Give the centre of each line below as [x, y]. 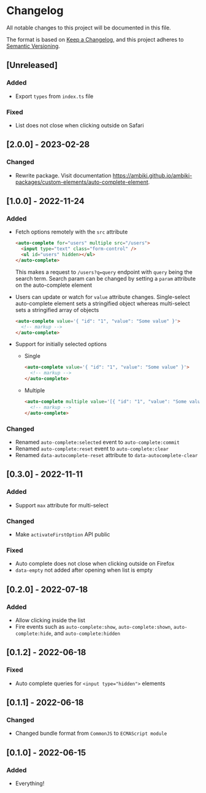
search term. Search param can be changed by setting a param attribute [105, 278]
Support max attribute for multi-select [62, 505]
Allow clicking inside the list [50, 620]
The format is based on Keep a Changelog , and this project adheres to [95, 39]
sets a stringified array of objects [57, 309]
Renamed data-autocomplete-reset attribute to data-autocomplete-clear [106, 455]
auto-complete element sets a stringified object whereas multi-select [102, 303]
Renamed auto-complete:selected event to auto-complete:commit [97, 442]
